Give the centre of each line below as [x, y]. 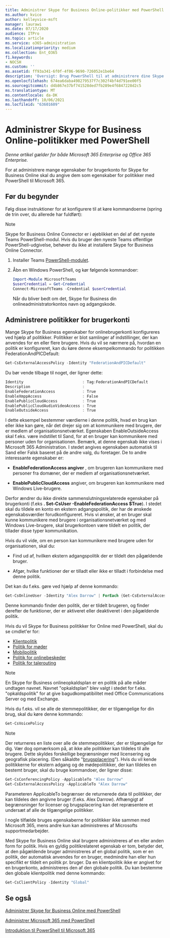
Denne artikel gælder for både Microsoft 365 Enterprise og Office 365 [78, 155]
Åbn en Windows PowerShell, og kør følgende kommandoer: [75, 270]
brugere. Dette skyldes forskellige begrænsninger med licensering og [78, 754]
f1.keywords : [19, 57]
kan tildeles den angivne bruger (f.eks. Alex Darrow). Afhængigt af [74, 799]
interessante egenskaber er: [35, 458]
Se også [18, 898]
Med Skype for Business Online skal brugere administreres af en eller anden [84, 840]
